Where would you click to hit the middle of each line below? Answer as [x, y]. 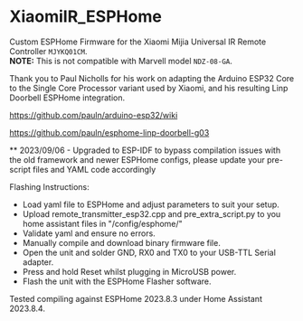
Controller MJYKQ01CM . [48, 51]
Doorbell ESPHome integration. [67, 98]
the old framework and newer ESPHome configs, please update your [137, 159]
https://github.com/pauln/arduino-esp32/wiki [94, 115]
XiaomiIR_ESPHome [86, 17]
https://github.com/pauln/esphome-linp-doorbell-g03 [109, 132]
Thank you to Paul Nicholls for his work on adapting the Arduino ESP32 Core [152, 78]
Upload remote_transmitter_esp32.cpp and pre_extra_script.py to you [151, 213]
